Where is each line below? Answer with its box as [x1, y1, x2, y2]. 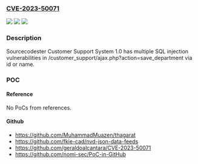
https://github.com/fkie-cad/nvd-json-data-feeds [15, 137, 139, 145]
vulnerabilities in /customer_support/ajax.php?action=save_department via [6, 54, 193, 61]
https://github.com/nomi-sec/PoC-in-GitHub [15, 150, 126, 158]
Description [6, 34, 42, 42]
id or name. [6, 61, 35, 68]
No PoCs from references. [6, 104, 71, 111]
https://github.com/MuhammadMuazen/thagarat [15, 131, 136, 139]
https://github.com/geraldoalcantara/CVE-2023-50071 [15, 144, 151, 151]
